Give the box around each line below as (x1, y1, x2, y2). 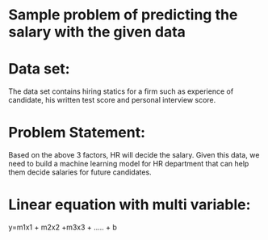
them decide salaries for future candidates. (8, 167, 152, 177)
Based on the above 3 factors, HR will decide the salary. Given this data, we (8, 150, 260, 160)
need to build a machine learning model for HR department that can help (8, 159, 249, 169)
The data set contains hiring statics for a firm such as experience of (8, 86, 234, 96)
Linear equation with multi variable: (8, 196, 251, 214)
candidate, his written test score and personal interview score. (8, 95, 216, 105)
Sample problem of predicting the (8, 6, 238, 24)
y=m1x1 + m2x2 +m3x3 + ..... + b (8, 222, 117, 232)
